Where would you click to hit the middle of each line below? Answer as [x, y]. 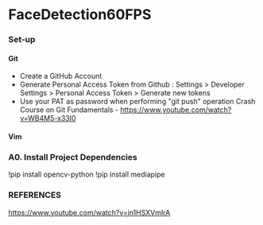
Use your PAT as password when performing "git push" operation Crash [137, 102]
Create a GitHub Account [61, 76]
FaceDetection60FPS [80, 15]
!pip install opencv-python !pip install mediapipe [87, 175]
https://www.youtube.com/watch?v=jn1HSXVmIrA [89, 212]
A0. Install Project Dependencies [73, 157]
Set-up [22, 40]
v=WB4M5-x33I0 [48, 118]
